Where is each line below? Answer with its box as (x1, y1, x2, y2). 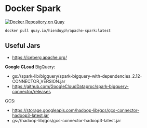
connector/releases (12, 88, 51, 94)
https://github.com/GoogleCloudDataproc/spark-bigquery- (12, 83, 129, 89)
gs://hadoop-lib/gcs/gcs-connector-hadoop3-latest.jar (12, 117, 121, 123)
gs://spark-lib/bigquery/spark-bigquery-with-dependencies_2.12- (12, 73, 142, 79)
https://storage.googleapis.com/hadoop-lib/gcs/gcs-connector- (12, 107, 140, 113)
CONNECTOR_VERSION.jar (12, 78, 66, 84)
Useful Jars (5, 42, 40, 50)
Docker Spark (5, 3, 61, 14)
